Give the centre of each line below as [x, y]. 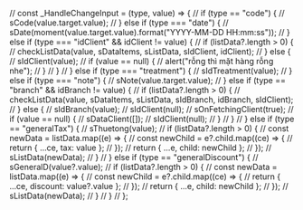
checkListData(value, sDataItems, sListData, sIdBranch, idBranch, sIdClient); [151, 100]
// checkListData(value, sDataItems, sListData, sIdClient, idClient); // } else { [150, 52]
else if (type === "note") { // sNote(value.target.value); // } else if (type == [148, 80]
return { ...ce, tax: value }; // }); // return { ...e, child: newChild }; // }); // [141, 148]
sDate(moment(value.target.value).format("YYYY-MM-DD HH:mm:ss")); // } [150, 32]
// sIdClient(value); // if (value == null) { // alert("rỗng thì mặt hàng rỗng [142, 61]
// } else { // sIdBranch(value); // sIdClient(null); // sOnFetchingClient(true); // [151, 109]
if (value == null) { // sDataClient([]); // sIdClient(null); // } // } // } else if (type [152, 119]
